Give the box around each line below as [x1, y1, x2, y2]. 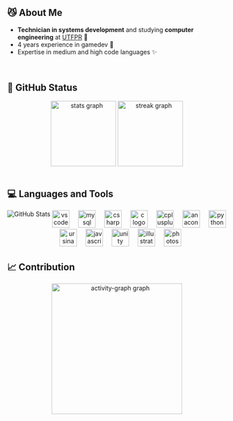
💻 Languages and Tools [7, 188, 113, 200]
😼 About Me [7, 7, 63, 19]
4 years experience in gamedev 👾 [17, 40, 114, 49]
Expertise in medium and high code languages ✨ [17, 47, 158, 56]
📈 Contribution [7, 261, 75, 273]
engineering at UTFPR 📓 [17, 33, 88, 41]
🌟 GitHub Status [7, 82, 78, 94]
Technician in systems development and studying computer [17, 25, 194, 33]
